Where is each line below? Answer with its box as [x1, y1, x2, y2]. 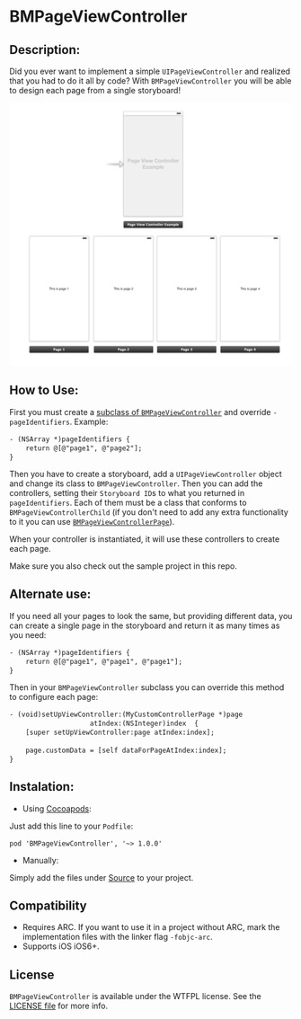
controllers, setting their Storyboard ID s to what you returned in [9, 487, 245, 498]
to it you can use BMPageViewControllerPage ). [9, 516, 175, 527]
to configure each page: [9, 691, 99, 702]
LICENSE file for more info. [9, 1000, 109, 1012]
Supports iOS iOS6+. [22, 941, 100, 952]
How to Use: [9, 383, 79, 398]
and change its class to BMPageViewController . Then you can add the [9, 478, 263, 489]
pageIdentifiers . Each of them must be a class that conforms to [9, 497, 247, 508]
